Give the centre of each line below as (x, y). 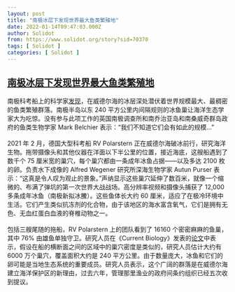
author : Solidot (31, 33)
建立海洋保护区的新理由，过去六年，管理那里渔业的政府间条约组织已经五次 (114, 272)
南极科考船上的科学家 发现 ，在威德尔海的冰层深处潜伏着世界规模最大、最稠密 (117, 101)
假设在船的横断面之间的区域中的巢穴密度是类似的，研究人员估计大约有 (120, 247)
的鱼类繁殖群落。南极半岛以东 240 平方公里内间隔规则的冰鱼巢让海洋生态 (113, 110)
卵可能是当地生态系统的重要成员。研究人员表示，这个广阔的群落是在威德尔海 (117, 264)
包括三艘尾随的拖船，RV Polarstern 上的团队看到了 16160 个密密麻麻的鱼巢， (117, 229)
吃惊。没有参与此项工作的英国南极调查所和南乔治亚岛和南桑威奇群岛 (123, 118)
